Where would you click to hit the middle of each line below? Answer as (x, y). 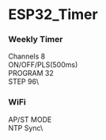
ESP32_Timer (53, 15)
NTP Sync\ (26, 127)
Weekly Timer (36, 40)
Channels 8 (27, 56)
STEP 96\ (24, 81)
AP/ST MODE (30, 119)
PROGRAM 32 (31, 74)
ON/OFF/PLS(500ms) (43, 65)
